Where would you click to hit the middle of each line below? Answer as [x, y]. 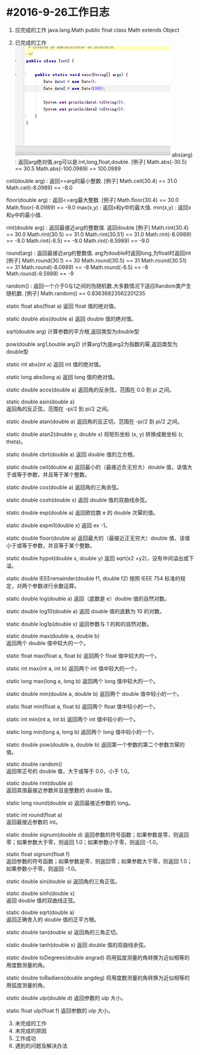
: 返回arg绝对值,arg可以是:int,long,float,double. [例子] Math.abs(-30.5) [101, 161]
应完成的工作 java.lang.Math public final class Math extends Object [97, 30]
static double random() [34, 764]
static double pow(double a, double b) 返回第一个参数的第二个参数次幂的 [96, 744]
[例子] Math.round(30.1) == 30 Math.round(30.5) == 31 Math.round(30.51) [96, 260]
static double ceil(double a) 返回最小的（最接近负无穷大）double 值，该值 [97, 467]
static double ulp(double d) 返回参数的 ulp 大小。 [66, 998]
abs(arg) [182, 155]
